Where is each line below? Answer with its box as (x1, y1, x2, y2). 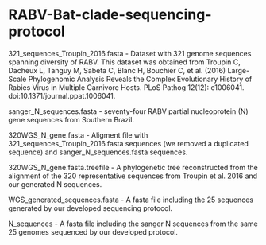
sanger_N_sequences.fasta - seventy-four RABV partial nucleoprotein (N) (8, 106, 249, 116)
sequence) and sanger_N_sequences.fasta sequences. (8, 147, 188, 157)
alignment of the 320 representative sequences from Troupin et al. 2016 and (8, 171, 258, 181)
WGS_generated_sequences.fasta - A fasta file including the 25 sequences (8, 195, 254, 204)
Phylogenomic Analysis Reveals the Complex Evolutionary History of (28, 74, 253, 84)
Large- (227, 65, 250, 75)
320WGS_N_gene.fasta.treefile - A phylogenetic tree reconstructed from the (8, 162, 258, 172)
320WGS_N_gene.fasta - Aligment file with (8, 130, 148, 140)
